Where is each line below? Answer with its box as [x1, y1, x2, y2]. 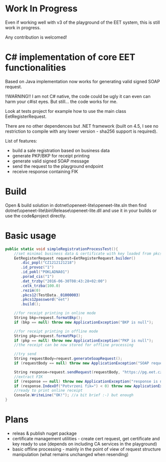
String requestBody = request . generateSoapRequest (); [14, 356, 123, 361]
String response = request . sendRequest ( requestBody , [14, 369, 121, 374]
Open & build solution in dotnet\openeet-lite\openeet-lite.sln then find [5, 202, 147, 208]
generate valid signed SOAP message [12, 158, 89, 164]
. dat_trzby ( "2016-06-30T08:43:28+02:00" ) [20, 278, 107, 284]
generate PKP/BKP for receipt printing [12, 153, 90, 158]
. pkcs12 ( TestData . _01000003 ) [20, 293, 81, 298]
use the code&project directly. [5, 212, 67, 218]
